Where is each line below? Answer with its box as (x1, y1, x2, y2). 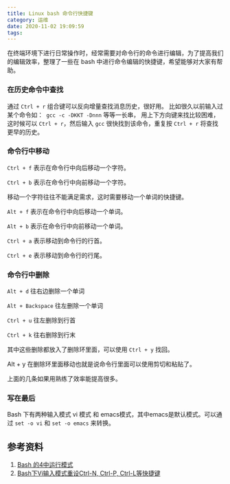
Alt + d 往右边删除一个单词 (7, 287, 85, 296)
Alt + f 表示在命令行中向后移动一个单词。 (7, 207, 127, 215)
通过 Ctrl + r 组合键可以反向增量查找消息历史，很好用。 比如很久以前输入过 (7, 102, 224, 110)
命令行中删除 (7, 269, 50, 279)
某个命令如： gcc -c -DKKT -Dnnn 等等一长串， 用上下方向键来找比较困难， (7, 111, 220, 119)
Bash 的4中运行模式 (16, 461, 73, 469)
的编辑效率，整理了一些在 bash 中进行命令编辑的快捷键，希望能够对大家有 (7, 58, 218, 66)
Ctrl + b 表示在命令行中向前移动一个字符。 (7, 178, 130, 186)
